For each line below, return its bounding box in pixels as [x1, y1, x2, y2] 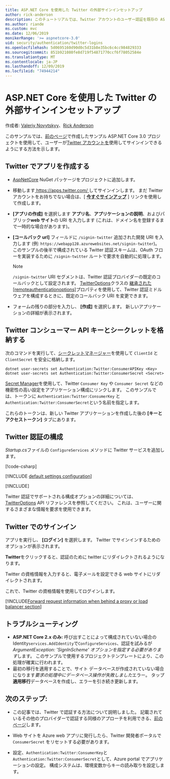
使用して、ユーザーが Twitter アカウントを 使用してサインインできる [22, 139, 162, 145]
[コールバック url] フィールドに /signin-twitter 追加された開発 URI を [12, 234, 159, 240]
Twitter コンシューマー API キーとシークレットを [5, 326, 157, 335]
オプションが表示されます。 [5, 543, 63, 550]
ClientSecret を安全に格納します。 [5, 356, 78, 362]
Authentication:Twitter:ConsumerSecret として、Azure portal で [12, 756, 146, 762]
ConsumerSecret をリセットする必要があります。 [12, 738, 112, 745]
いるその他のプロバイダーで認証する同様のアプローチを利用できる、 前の [12, 715, 163, 721]
